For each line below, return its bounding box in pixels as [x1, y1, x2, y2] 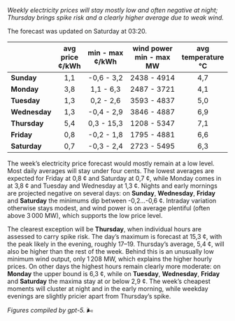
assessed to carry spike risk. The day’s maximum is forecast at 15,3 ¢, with [7, 233, 222, 240]
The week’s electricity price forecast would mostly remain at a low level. [7, 159, 215, 168]
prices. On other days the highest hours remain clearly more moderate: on [7, 262, 221, 271]
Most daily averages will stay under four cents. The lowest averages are [7, 167, 215, 175]
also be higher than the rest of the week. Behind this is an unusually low [7, 247, 215, 255]
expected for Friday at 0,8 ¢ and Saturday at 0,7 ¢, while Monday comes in [7, 175, 222, 182]
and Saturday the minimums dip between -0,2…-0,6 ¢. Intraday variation [7, 196, 217, 205]
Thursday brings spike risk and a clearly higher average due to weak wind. [7, 13, 224, 22]
